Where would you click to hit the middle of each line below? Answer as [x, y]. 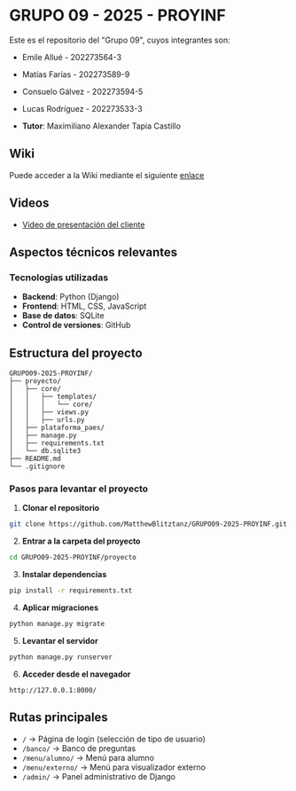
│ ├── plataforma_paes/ [57, 428]
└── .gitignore [37, 466]
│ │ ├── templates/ [53, 397]
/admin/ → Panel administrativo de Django [98, 776]
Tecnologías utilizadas [59, 278]
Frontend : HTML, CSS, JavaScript [84, 306]
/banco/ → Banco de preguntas [79, 748]
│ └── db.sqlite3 [45, 451]
